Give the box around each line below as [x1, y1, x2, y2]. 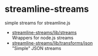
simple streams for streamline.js [4, 20, 70, 26]
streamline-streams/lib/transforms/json [11, 40, 93, 46]
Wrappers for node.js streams [11, 35, 73, 41]
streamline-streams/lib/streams [11, 29, 77, 35]
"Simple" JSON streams [11, 45, 61, 51]
